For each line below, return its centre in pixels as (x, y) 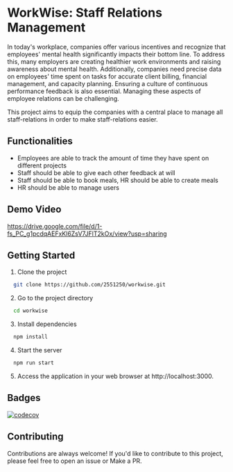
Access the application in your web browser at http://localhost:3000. (115, 376)
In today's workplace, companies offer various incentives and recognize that (116, 47)
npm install (31, 337)
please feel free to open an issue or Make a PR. (75, 461)
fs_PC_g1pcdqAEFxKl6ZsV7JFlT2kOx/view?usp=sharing (87, 234)
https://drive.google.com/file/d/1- (55, 226)
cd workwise (31, 311)
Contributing (35, 437)
